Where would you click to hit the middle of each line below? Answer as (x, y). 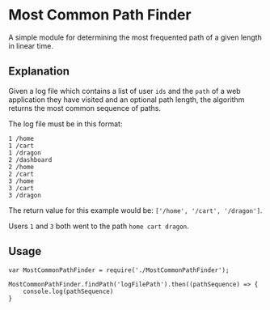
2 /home (21, 167)
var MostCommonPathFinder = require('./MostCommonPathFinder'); (119, 270)
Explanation (39, 72)
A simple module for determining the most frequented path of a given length (135, 37)
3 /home (21, 181)
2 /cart (21, 174)
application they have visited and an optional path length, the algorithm (127, 100)
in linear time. (31, 45)
